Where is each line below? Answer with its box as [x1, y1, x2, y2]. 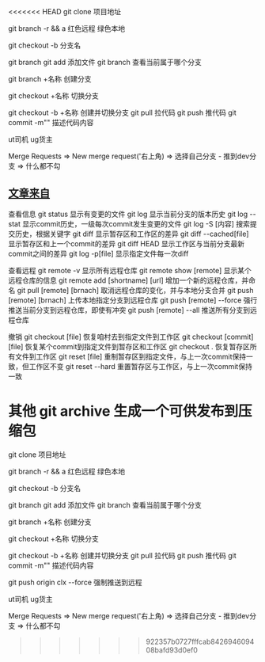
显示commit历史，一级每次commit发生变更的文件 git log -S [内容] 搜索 [22, 219, 251, 228]
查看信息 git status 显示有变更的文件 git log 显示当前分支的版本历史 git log [8, 209, 248, 219]
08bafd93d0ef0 [146, 645, 198, 655]
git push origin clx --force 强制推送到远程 [8, 577, 142, 587]
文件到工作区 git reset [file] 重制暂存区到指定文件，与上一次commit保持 [14, 352, 247, 361]
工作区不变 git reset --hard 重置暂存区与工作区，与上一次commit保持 [28, 361, 253, 371]
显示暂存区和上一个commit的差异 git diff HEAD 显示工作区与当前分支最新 [8, 238, 245, 248]
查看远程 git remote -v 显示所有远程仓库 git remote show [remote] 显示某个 [8, 265, 252, 275]
